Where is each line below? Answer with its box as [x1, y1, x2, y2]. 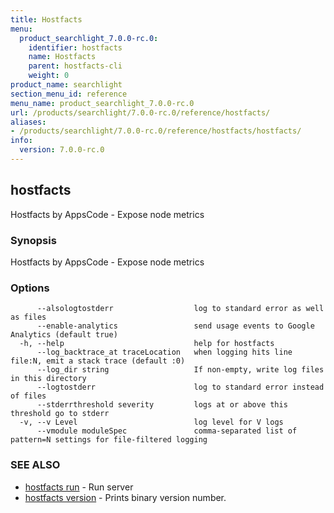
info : [10, 136, 33, 146]
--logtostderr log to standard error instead [36, 382, 325, 393]
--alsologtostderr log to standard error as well [36, 304, 325, 314]
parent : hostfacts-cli [28, 61, 123, 71]
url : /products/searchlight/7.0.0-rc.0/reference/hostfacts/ [10, 107, 271, 118]
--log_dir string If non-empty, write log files [36, 365, 325, 375]
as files [10, 312, 47, 323]
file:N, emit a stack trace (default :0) [10, 356, 186, 366]
